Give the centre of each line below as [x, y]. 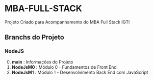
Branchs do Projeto [34, 37]
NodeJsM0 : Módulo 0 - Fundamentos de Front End [64, 67]
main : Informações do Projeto [42, 62]
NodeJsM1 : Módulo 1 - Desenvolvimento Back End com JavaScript [80, 72]
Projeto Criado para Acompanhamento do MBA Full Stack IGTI [67, 22]
